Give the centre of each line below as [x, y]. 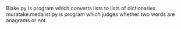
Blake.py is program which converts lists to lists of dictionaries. [81, 8]
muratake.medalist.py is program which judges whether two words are [90, 14]
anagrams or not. [27, 20]
